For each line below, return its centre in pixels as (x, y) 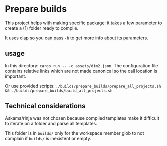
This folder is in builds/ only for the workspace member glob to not (75, 133)
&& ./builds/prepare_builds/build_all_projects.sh (59, 91)
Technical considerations (45, 106)
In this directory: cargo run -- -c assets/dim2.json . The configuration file (82, 65)
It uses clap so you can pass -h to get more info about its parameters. (77, 38)
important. (16, 76)
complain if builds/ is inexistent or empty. (48, 138)
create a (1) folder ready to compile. (42, 28)
